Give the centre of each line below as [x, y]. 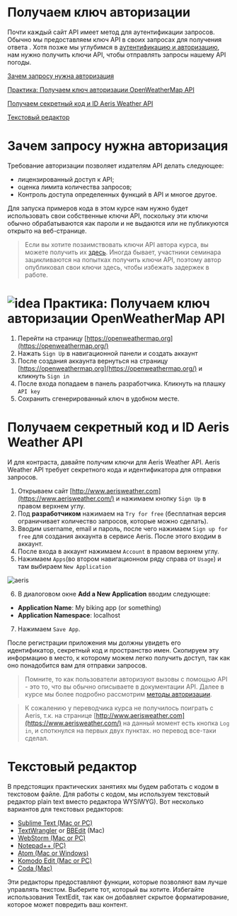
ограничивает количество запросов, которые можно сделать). [113, 521]
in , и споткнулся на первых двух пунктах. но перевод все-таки [121, 730]
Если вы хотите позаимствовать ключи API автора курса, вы [116, 244]
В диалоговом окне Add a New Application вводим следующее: [114, 594]
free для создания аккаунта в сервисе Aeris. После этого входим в [119, 536]
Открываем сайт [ [45, 491]
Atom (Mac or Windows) [53, 853]
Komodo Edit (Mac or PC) [54, 861]
